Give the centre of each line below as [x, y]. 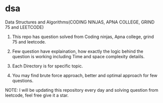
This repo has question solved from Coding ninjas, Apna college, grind [83, 37]
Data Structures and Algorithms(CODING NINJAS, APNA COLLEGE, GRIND [80, 22]
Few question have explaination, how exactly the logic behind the [78, 51]
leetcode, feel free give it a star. [37, 95]
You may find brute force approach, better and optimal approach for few [85, 75]
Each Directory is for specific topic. [48, 66]
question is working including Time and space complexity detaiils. [78, 56]
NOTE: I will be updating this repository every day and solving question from [82, 90]
